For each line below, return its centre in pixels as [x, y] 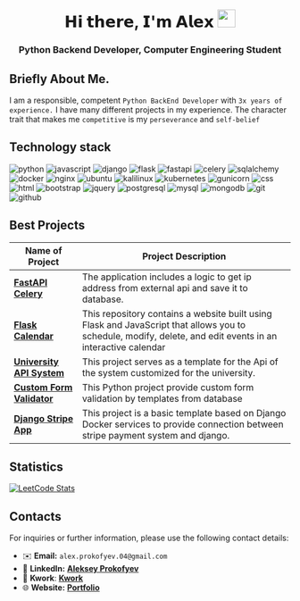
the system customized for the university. [169, 372]
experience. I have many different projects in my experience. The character [148, 109]
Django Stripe [44, 418]
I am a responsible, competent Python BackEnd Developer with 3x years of [146, 100]
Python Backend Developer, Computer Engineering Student [150, 50]
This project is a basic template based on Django [184, 413]
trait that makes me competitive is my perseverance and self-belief [135, 119]
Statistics [37, 467]
